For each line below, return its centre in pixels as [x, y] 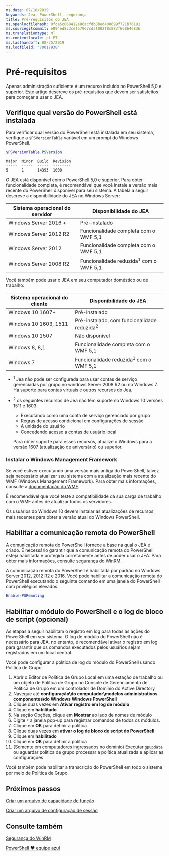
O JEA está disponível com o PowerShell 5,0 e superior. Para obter [74, 180]
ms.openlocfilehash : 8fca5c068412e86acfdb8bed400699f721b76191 [73, 24]
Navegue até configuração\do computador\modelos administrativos [85, 694]
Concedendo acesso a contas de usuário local [68, 432]
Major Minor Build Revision [38, 161]
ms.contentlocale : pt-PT [32, 38]
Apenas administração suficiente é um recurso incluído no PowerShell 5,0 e [84, 86]
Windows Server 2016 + [37, 223]
